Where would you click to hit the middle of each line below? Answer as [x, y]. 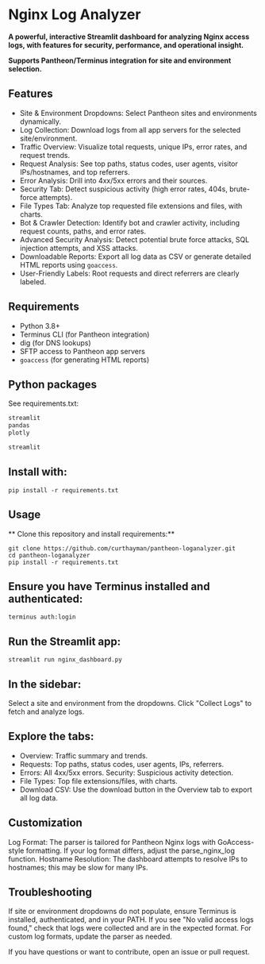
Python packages [53, 384]
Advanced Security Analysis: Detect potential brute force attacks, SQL [134, 239]
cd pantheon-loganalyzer [49, 555]
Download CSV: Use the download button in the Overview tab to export [136, 789]
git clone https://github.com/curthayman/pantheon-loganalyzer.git [122, 548]
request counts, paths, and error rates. [83, 231]
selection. [25, 68]
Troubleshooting [50, 892]
